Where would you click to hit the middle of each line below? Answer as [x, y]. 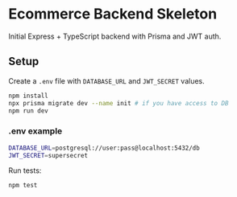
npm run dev [28, 111]
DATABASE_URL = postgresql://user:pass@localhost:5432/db [104, 148]
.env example [35, 131]
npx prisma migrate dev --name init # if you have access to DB [118, 103]
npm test [23, 186]
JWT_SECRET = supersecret [48, 155]
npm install [28, 96]
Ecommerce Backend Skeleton [113, 14]
